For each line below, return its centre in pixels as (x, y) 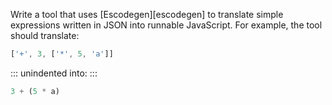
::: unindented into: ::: (54, 73)
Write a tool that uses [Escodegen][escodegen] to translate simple (147, 14)
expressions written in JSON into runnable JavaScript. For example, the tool (166, 25)
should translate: (45, 35)
